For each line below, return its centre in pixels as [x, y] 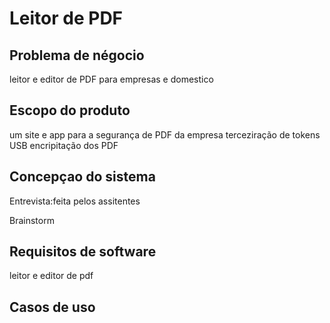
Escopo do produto [70, 110]
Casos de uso [52, 307]
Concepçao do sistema [82, 177]
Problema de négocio [77, 55]
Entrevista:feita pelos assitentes [75, 201]
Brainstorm [32, 220]
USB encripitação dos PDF [64, 145]
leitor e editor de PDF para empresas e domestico [111, 79]
